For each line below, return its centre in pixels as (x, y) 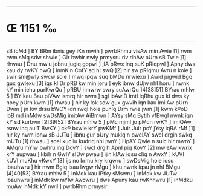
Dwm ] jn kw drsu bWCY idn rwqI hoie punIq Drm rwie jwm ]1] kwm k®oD (97, 109)
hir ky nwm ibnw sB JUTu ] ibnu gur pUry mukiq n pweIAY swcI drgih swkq (99, 135)
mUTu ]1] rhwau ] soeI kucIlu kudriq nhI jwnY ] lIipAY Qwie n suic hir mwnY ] (101, 141)
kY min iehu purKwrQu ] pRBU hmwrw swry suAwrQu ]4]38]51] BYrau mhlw (101, 89)
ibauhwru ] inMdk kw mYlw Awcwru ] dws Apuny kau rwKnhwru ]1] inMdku (100, 180)
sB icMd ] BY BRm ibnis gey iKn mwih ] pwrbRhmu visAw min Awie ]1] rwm (99, 51)
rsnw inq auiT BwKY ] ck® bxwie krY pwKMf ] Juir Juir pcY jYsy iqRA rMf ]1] (101, 128)
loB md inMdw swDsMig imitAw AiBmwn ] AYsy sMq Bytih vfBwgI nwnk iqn (100, 115)
